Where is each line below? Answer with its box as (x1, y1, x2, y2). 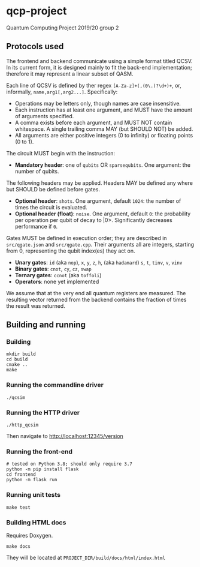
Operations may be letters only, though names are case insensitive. (14, 100, 181, 107)
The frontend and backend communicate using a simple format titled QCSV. (6, 57, 193, 64)
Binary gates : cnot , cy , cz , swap (14, 265, 92, 272)
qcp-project (6, 4, 67, 18)
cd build (6, 356, 28, 362)
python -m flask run (6, 477, 58, 483)
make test (6, 504, 31, 511)
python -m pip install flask (6, 466, 79, 472)
